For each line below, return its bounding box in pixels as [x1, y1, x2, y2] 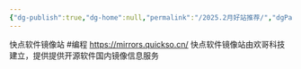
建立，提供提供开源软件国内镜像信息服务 [9, 50, 159, 61]
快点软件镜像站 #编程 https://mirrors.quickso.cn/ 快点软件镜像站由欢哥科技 [9, 39, 286, 49]
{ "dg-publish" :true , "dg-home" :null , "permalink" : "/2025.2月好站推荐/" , [9, 13, 272, 22]
